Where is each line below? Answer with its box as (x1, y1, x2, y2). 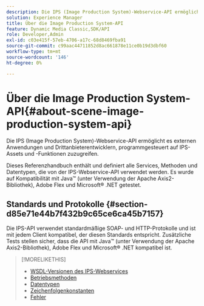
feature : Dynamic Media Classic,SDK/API (6, 26, 110, 32)
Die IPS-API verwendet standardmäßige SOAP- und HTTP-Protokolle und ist (6, 224, 196, 232)
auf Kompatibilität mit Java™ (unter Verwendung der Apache (6, 175, 157, 183)
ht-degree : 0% (6, 60, 42, 66)
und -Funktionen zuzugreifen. (24, 150, 99, 158)
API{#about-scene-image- (6, 104, 144, 118)
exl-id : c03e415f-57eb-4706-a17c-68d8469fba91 (6, 37, 126, 43)
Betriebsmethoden (30, 274, 77, 282)
